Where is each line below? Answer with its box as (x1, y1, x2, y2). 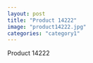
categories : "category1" (7, 29, 80, 37)
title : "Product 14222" (7, 17, 77, 24)
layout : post (7, 10, 46, 17)
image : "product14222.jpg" (7, 23, 87, 30)
